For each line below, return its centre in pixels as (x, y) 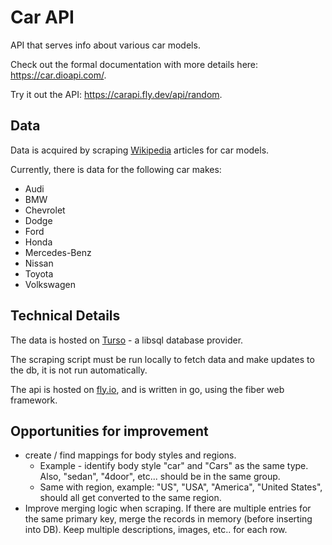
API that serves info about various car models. (105, 45)
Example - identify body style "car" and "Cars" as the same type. (174, 466)
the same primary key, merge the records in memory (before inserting (168, 519)
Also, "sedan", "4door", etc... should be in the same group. (160, 477)
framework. (34, 400)
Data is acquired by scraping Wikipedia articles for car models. (140, 150)
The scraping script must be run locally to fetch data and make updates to (162, 359)
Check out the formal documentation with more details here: (134, 64)
